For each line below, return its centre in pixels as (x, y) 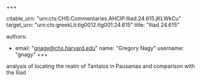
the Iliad (16, 72)
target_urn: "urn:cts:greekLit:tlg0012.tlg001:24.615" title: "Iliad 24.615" (93, 25)
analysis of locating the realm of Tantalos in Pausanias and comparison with (101, 66)
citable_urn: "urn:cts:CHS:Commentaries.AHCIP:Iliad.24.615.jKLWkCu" (94, 18)
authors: (17, 36)
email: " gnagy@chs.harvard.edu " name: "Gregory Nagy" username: (99, 48)
